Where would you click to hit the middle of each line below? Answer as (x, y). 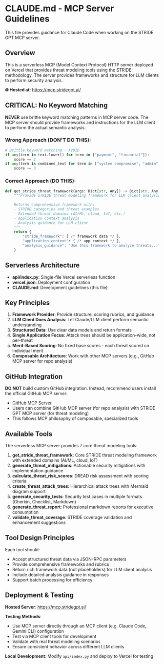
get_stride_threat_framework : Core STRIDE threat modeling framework (84, 455)
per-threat (22, 340)
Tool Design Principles (40, 538)
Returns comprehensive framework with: (54, 205)
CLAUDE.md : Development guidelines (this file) (60, 287)
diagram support (29, 492)
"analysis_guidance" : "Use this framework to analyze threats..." (92, 246)
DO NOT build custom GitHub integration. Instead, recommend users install (81, 388)
